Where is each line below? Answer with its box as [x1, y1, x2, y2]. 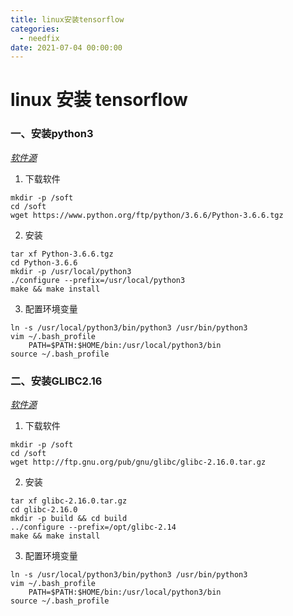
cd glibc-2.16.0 [10, 505, 78, 515]
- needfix [19, 33, 60, 43]
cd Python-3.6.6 [10, 257, 78, 268]
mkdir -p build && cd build [10, 514, 128, 524]
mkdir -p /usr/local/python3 [10, 266, 132, 276]
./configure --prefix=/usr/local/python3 [10, 275, 186, 285]
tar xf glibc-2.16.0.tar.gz [10, 496, 128, 506]
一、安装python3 [10, 127, 94, 141]
